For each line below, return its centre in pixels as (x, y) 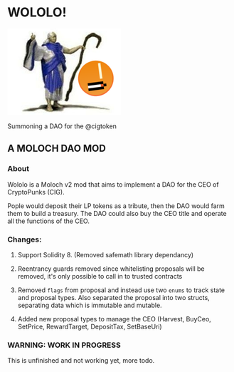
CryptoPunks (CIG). (36, 192)
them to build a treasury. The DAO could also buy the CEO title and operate (117, 213)
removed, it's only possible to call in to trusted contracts (100, 276)
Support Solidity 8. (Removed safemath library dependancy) (106, 254)
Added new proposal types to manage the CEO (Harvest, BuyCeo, (114, 319)
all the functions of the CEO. (49, 221)
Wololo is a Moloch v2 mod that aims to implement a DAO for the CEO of (113, 184)
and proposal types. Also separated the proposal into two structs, (113, 297)
